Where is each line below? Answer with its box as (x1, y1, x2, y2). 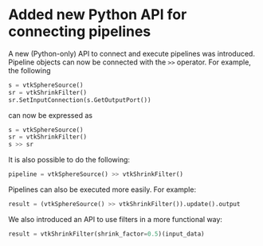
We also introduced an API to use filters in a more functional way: (8, 214, 223, 224)
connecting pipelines (8, 22, 151, 41)
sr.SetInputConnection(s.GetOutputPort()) (8, 96, 151, 104)
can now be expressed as (8, 110, 93, 120)
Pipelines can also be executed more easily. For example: (8, 185, 197, 194)
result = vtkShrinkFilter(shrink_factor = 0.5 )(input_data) (8, 229, 205, 238)
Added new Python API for (8, 6, 187, 24)
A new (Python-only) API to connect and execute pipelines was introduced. (8, 49, 255, 58)
